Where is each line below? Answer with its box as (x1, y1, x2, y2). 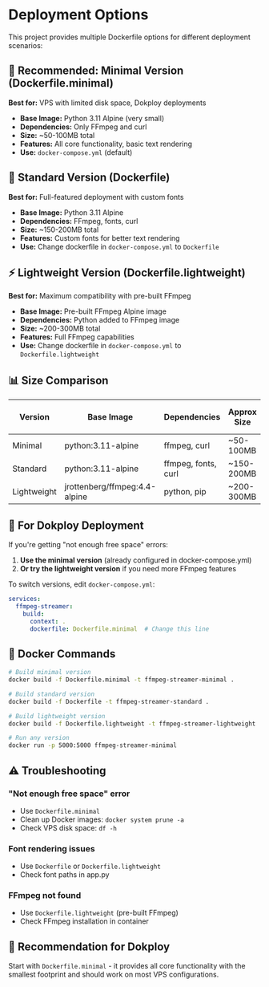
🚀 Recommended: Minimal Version (8, 64, 184, 78)
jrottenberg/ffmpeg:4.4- (64, 481, 156, 493)
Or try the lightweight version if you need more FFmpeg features (19, 564, 237, 573)
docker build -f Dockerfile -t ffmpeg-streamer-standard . (8, 697, 210, 705)
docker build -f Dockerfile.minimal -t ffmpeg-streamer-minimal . (8, 676, 235, 684)
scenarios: (8, 40, 43, 50)
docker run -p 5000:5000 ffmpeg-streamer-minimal (8, 741, 178, 749)
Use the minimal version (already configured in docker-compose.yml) (19, 555, 252, 565)
